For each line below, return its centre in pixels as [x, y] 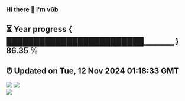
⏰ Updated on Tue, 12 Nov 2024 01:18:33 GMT [93, 71]
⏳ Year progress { [39, 29]
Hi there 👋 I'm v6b [32, 9]
